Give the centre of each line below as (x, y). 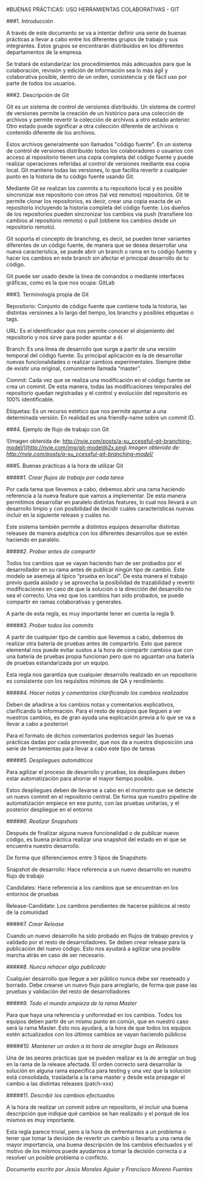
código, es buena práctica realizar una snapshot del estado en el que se (96, 839)
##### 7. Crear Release (35, 924)
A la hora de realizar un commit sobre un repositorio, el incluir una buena (97, 1107)
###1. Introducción (30, 21)
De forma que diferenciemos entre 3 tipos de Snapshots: (77, 858)
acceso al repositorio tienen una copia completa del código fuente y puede (100, 157)
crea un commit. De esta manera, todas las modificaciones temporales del (99, 386)
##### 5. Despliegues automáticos (49, 760)
